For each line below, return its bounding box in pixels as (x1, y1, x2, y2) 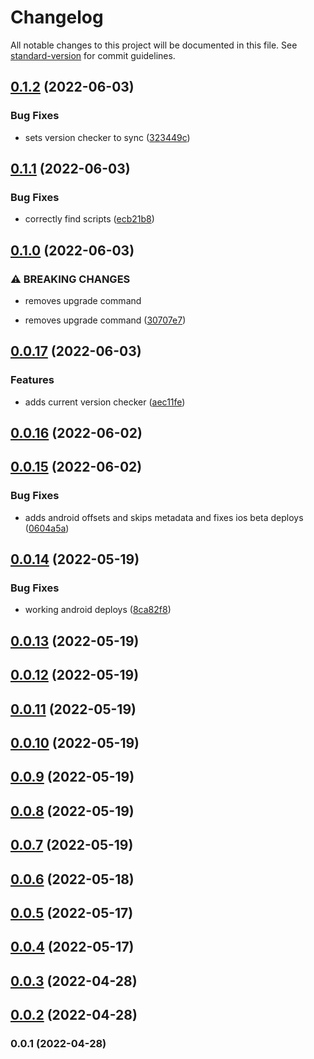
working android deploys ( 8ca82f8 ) (24, 604, 172, 616)
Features (10, 373, 55, 387)
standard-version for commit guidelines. (10, 49, 176, 61)
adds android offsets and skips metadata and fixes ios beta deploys (24, 511, 304, 523)
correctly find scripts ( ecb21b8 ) (24, 213, 155, 225)
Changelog (10, 6, 104, 29)
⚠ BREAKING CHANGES (10, 272, 131, 286)
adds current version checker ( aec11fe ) (24, 396, 186, 408)
